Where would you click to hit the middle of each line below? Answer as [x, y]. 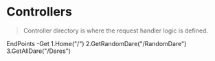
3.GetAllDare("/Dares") [39, 51]
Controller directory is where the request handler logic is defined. [116, 30]
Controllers [39, 12]
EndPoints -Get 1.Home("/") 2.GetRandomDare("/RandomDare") [97, 43]
